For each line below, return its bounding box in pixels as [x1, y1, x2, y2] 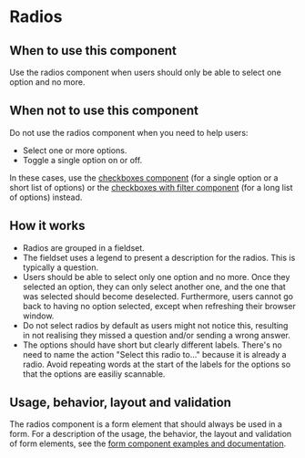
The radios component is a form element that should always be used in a [9, 419, 282, 430]
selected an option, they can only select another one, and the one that [22, 281, 287, 292]
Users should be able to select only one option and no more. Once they [22, 271, 290, 282]
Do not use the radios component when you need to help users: [9, 127, 249, 138]
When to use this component [9, 43, 178, 58]
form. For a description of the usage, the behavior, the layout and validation [9, 429, 292, 440]
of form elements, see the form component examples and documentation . [9, 438, 287, 449]
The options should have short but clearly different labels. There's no [22, 339, 282, 350]
